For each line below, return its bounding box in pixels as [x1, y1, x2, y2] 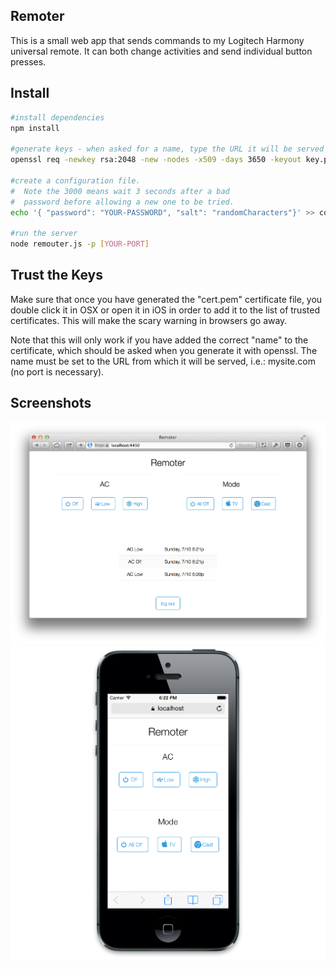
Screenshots [10, 395, 92, 412]
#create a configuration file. [10, 175, 141, 186]
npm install [10, 123, 60, 133]
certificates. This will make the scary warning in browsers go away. [10, 314, 288, 326]
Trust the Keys [10, 267, 103, 284]
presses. [10, 55, 47, 68]
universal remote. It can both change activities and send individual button [10, 45, 313, 57]
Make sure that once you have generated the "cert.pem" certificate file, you [10, 293, 323, 305]
